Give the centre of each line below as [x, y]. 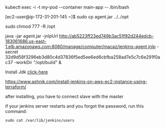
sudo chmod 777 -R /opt [30, 26]
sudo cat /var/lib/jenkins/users [40, 121]
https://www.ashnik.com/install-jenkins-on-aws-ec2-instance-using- [76, 82]
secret [12, 52]
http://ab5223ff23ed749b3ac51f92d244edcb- [106, 36]
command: [16, 111]
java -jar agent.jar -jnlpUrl [32, 36]
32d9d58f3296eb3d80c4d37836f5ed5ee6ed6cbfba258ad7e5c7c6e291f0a [83, 57]
